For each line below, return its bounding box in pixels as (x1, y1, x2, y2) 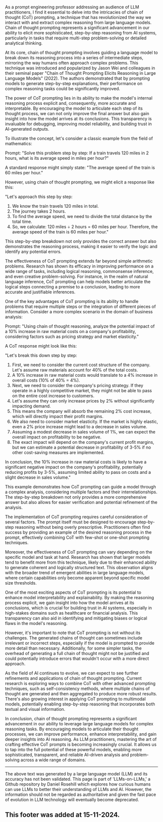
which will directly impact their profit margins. (12, 414, 103, 419)
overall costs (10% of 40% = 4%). (12, 377, 80, 383)
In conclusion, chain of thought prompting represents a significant (5, 716, 137, 721)
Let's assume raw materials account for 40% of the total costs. (12, 367, 138, 373)
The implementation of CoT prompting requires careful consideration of (5, 514, 148, 520)
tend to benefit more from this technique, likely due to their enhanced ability (5, 559, 157, 565)
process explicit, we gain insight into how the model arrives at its (5, 600, 134, 605)
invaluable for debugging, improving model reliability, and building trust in (5, 121, 152, 127)
